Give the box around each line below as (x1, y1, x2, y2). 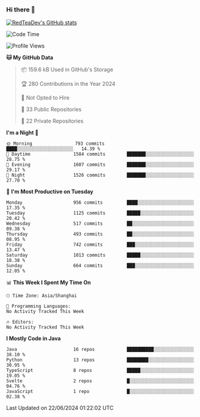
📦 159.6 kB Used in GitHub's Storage (20, 66, 114, 73)
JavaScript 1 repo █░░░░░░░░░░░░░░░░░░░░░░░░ (6, 389, 195, 395)
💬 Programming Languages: (6, 303, 71, 309)
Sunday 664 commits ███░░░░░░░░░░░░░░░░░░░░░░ (6, 263, 195, 269)
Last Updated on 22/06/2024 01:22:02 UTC (6, 404, 114, 412)
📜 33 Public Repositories (20, 106, 82, 113)
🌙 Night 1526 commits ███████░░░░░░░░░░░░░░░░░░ (6, 172, 195, 178)
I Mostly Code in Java (6, 335, 61, 342)
